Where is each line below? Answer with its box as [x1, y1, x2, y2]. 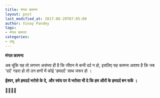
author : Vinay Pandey [5, 21, 50, 26]
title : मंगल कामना [5, 7, 38, 12]
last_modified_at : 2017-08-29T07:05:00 [5, 16, 87, 21]
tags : [5, 25, 16, 30]
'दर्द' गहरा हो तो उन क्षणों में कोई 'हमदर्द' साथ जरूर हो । [5, 68, 92, 73]
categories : [5, 35, 30, 40]
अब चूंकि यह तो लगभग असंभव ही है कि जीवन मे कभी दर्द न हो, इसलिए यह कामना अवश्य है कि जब [5, 62, 155, 68]
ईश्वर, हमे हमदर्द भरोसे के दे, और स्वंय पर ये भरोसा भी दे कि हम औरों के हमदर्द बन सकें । [5, 77, 138, 83]
